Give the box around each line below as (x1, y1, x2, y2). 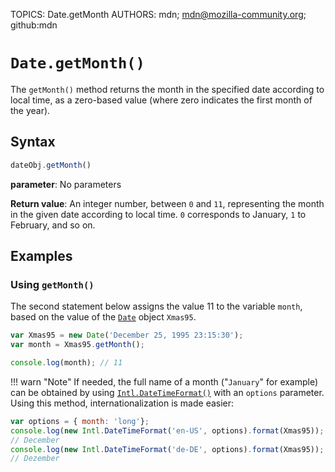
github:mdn (10, 19, 58, 31)
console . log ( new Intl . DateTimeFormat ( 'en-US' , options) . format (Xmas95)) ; (10, 425, 325, 436)
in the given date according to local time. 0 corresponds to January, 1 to (10, 208, 307, 220)
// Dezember (10, 454, 60, 464)
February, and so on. (10, 219, 96, 231)
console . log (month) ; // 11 (10, 358, 123, 368)
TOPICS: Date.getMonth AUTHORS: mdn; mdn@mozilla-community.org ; (10, 9, 307, 20)
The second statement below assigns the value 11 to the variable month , (10, 300, 303, 313)
